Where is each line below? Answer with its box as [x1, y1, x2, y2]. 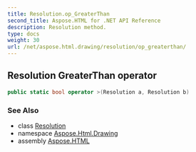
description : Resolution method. [7, 23, 107, 31]
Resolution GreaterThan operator [7, 70, 158, 82]
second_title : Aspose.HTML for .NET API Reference [7, 17, 161, 24]
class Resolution [17, 121, 66, 130]
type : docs [7, 30, 40, 38]
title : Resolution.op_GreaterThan [7, 10, 110, 18]
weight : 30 [7, 37, 40, 44]
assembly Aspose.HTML [17, 136, 91, 145]
